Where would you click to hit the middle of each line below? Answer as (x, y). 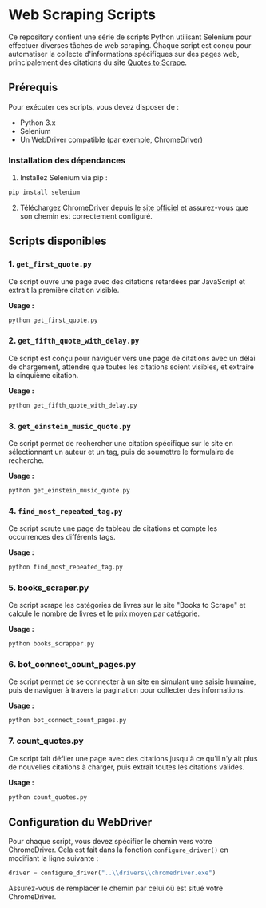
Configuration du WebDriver (80, 822)
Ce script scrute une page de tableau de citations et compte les (113, 528)
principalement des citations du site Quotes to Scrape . (98, 62)
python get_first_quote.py (53, 320)
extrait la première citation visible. (64, 290)
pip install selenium (44, 193)
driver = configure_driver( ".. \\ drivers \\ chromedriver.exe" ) (112, 873)
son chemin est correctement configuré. (86, 216)
